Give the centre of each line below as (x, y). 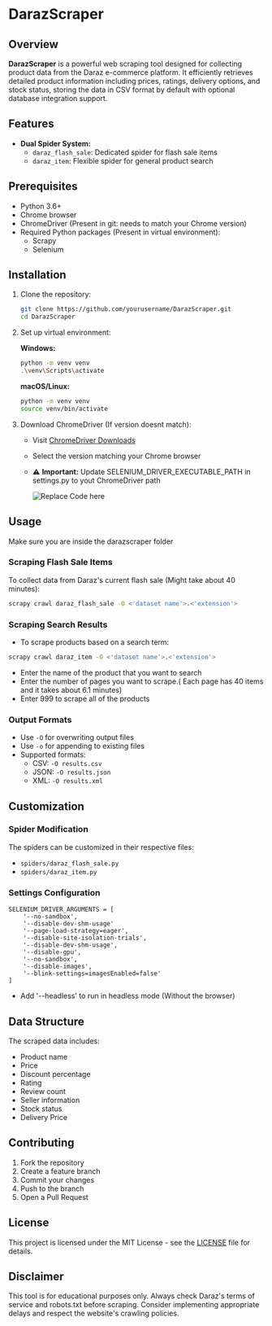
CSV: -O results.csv (67, 764)
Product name (44, 1057)
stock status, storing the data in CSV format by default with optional (122, 90)
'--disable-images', (58, 967)
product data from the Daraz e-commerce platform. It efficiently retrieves (131, 72)
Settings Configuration (54, 892)
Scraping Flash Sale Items (60, 562)
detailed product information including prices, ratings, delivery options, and (134, 81)
